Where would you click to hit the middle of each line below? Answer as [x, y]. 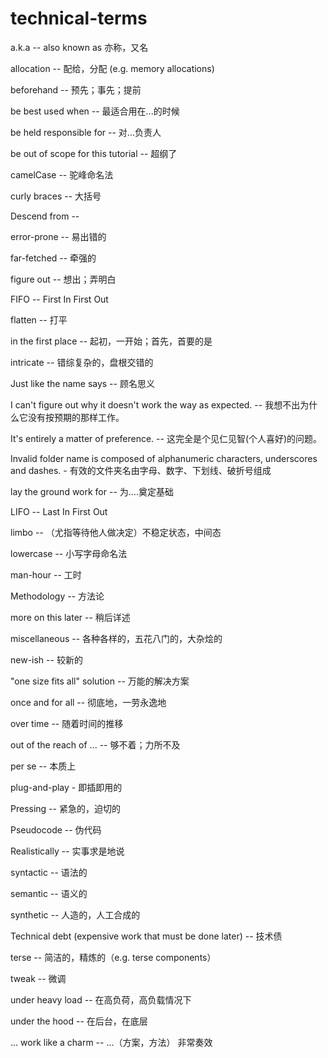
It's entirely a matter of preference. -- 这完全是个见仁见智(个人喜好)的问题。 [166, 438]
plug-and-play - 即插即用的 [66, 787]
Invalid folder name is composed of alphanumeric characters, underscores [164, 458]
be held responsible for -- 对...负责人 [86, 132]
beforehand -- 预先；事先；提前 [76, 89]
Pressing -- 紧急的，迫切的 [65, 808]
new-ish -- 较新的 [46, 659]
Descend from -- [45, 216]
